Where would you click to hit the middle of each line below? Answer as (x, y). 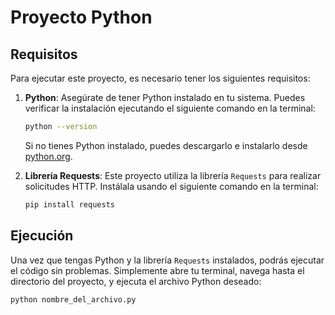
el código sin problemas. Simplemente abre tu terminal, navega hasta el (157, 270)
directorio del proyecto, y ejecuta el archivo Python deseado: (136, 281)
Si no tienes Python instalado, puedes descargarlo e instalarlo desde (166, 145)
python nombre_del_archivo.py (73, 299)
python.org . (48, 156)
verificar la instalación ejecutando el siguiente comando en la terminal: (170, 108)
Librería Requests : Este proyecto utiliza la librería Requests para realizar (173, 175)
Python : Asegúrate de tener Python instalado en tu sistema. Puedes (165, 97)
